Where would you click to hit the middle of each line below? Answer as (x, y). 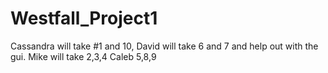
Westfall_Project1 (84, 18)
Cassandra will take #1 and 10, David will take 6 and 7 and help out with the (164, 46)
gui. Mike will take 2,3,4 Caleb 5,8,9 (83, 56)
